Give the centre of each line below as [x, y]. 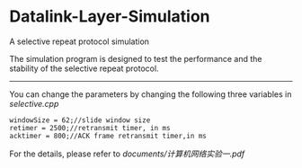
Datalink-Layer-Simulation [110, 17]
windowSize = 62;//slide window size [80, 120]
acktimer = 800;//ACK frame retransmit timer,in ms [108, 136]
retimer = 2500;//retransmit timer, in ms [90, 128]
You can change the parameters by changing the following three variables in [151, 94]
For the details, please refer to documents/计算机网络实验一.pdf [127, 154]
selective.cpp [34, 103]
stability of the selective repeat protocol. [84, 68]
